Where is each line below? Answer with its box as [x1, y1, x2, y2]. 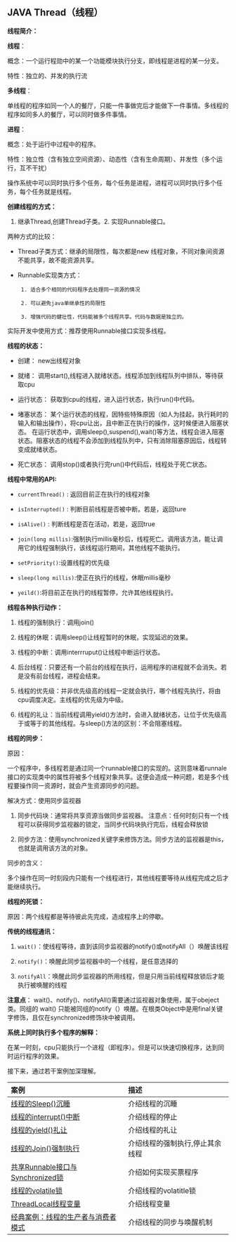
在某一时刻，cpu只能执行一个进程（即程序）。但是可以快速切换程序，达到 [7, 1042, 218, 1052]
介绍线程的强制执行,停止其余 [127, 1138, 222, 1148]
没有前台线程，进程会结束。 [23, 672, 104, 680]
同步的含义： [7, 858, 44, 867]
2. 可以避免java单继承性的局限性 [20, 299, 106, 307]
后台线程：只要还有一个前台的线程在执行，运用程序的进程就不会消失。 [17, 662, 221, 671]
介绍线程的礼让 [127, 1125, 178, 1135]
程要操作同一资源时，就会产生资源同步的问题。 [7, 781, 143, 790]
